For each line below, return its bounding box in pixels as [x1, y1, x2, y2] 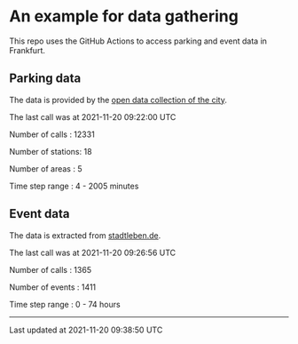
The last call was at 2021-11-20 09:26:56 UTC [9, 247, 176, 258]
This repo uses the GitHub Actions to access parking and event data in [9, 36, 268, 46]
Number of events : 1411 [9, 282, 97, 292]
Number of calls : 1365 [9, 264, 91, 275]
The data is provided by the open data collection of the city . [9, 94, 228, 105]
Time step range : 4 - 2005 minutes [9, 180, 139, 191]
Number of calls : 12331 [9, 129, 95, 140]
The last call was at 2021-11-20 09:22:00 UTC [9, 111, 176, 122]
